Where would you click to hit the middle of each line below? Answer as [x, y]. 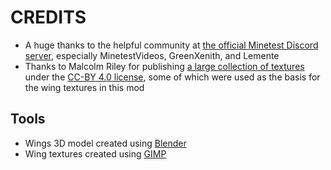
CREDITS [48, 17]
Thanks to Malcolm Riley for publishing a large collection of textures [164, 66]
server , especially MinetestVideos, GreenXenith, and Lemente [152, 55]
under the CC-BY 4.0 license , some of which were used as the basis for [172, 77]
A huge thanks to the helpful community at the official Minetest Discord [171, 45]
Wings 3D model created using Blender [105, 143]
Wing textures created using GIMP [95, 153]
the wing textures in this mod [84, 87]
